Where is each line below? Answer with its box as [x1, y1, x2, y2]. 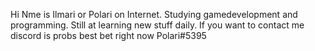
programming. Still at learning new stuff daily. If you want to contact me [10, 19, 305, 31]
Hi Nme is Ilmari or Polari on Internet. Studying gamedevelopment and [10, 9, 298, 20]
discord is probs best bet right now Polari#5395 [10, 30, 207, 41]
